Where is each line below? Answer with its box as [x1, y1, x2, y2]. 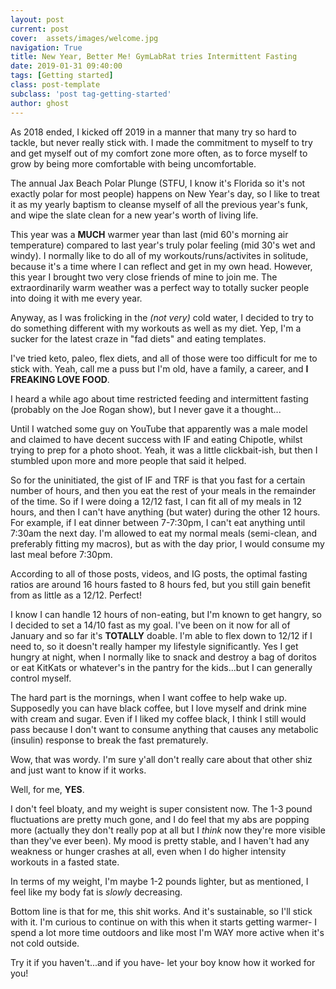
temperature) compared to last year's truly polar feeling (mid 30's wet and [10, 239, 316, 251]
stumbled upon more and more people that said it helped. [10, 454, 247, 466]
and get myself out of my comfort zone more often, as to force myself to [10, 147, 308, 159]
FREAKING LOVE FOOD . [10, 373, 110, 385]
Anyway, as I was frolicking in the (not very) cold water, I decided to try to [10, 311, 314, 323]
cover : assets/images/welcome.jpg [10, 33, 159, 43]
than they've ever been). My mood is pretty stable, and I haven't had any [10, 834, 310, 846]
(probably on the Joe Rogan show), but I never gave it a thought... [10, 403, 282, 415]
